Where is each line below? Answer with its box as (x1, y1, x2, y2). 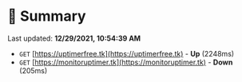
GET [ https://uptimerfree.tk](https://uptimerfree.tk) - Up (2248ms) (18, 49, 235, 58)
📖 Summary (7, 7, 86, 25)
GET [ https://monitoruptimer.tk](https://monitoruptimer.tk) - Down (18, 57, 233, 67)
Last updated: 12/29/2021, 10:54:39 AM (7, 33, 141, 43)
